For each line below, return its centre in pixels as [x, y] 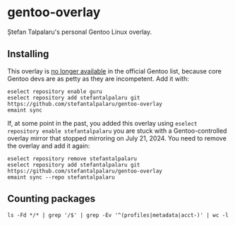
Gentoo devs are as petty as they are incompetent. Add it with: [98, 78]
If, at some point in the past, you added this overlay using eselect [102, 123]
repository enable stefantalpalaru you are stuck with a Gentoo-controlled [117, 131]
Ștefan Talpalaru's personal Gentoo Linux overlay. [80, 32]
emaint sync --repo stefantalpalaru [61, 177]
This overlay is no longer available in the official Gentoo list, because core [115, 71]
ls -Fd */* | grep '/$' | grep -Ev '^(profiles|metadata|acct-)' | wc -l [118, 215]
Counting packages [52, 199]
